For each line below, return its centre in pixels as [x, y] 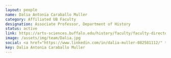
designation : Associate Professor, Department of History [68, 24]
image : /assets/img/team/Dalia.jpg [43, 38]
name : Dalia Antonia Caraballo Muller [46, 15]
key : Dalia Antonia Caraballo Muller [45, 47]
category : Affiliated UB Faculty [41, 19]
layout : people [21, 10]
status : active [21, 29]
